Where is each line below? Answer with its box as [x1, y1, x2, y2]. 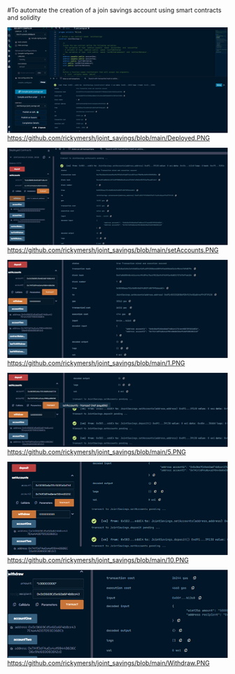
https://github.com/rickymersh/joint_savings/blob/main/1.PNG [7, 359, 185, 367]
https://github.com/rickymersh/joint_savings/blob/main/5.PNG [7, 448, 187, 456]
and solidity [7, 13, 41, 22]
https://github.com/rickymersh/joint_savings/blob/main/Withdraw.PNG [7, 659, 210, 668]
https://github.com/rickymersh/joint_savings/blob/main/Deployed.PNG [7, 134, 211, 142]
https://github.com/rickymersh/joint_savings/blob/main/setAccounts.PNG [7, 246, 219, 254]
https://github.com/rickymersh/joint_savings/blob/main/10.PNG [7, 556, 189, 564]
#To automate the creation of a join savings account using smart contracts [7, 6, 222, 14]
